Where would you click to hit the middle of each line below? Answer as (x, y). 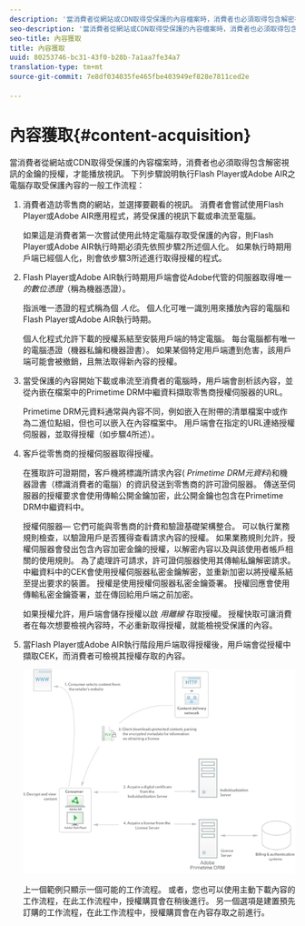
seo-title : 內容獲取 (45, 38)
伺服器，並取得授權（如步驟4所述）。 (91, 434)
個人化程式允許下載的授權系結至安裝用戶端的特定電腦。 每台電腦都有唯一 (159, 338)
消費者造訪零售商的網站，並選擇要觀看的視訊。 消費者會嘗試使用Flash (153, 204)
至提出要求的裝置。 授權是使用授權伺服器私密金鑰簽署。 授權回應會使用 (156, 583)
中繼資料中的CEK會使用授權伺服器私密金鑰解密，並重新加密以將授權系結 (157, 571)
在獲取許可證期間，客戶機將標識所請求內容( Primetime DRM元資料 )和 (151, 472)
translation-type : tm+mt (56, 67)
